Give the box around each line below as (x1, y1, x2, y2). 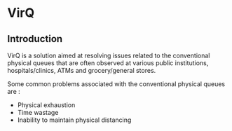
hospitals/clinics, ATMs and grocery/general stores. (7, 67, 156, 74)
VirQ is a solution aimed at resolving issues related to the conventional (7, 51, 210, 60)
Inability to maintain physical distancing (17, 116, 132, 124)
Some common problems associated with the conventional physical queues (7, 80, 226, 88)
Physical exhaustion (17, 101, 76, 109)
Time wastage (17, 109, 59, 116)
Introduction (7, 33, 63, 45)
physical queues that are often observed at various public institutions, (7, 59, 209, 67)
